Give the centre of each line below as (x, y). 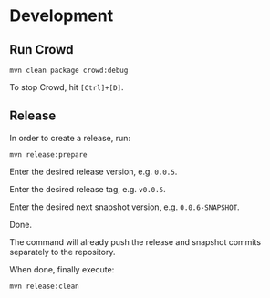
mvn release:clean (44, 286)
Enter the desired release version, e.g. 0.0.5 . (93, 171)
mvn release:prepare (49, 154)
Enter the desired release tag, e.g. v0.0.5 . (88, 189)
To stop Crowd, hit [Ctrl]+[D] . (67, 87)
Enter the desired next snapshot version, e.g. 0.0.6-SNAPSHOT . (125, 207)
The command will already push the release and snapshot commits (135, 241)
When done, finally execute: (62, 269)
